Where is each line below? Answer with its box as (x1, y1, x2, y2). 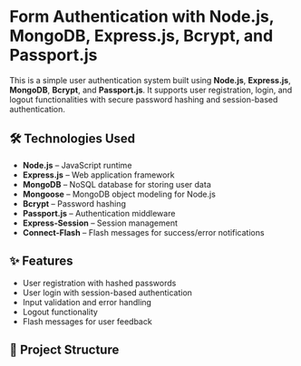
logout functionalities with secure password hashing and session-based (9, 93, 278, 105)
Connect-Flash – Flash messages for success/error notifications (22, 226, 265, 237)
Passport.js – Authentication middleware (22, 207, 176, 218)
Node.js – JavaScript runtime (22, 159, 132, 170)
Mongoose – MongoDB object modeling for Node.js (22, 188, 216, 199)
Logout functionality (22, 306, 98, 317)
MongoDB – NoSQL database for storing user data (22, 178, 211, 189)
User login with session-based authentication (22, 287, 193, 298)
